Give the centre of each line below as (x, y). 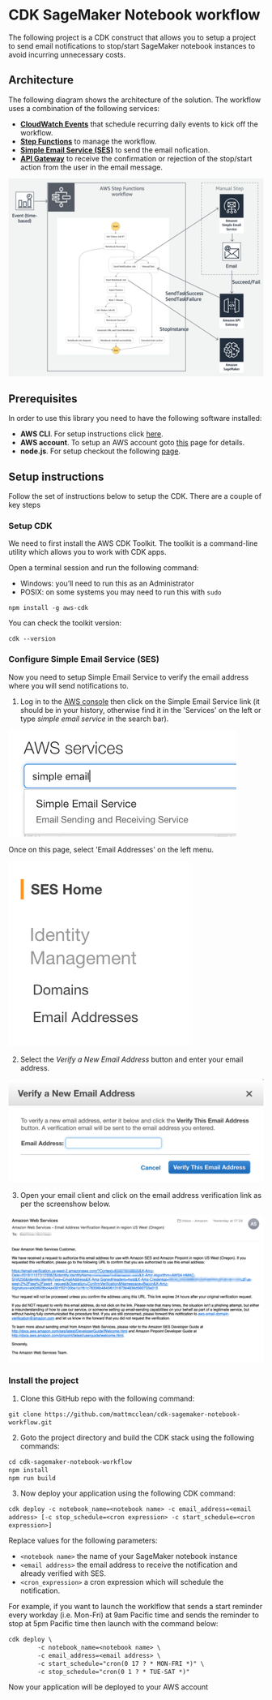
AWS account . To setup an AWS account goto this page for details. (132, 443)
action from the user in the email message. (91, 167)
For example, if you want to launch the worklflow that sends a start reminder (136, 1606)
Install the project (44, 1380)
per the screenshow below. (65, 1204)
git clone (25, 1414)
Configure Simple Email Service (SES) (84, 659)
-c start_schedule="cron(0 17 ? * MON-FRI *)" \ (121, 1664)
